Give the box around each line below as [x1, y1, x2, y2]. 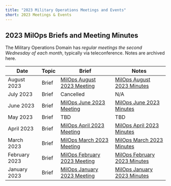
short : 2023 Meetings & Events [5, 12, 72, 17]
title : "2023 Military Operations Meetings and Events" [5, 7, 126, 13]
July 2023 [8, 91, 33, 98]
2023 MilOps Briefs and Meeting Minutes [5, 31, 138, 40]
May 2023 [8, 114, 33, 121]
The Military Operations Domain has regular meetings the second [5, 44, 142, 51]
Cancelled [60, 91, 85, 98]
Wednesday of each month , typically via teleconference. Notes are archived [5, 50, 165, 56]
